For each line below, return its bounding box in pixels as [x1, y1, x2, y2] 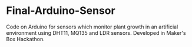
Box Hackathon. [6, 35, 45, 42]
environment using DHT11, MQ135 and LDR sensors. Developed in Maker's [6, 29, 187, 36]
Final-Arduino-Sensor [6, 4, 116, 17]
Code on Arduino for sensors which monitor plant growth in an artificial [6, 23, 178, 30]
